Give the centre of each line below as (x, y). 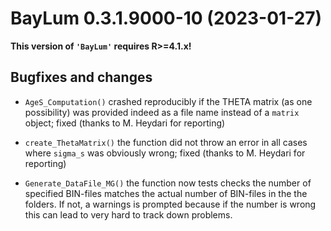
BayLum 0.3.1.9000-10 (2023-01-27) (166, 18)
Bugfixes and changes (81, 77)
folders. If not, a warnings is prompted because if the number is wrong (170, 204)
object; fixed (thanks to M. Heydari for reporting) (125, 123)
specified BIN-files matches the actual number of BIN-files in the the (166, 193)
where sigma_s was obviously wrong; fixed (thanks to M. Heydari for (165, 153)
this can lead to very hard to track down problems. (128, 214)
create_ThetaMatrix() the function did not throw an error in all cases (166, 142)
